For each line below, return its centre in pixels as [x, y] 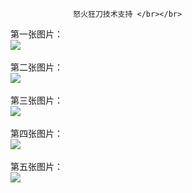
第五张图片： [36, 166]
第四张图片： [36, 133]
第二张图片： [36, 67]
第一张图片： [36, 34]
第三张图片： [36, 100]
